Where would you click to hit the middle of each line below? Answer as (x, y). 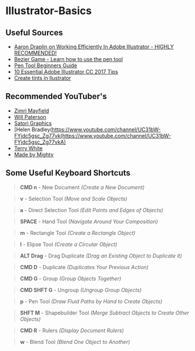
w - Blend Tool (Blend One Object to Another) (75, 342)
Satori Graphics (33, 123)
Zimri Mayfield (31, 111)
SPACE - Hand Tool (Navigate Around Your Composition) (89, 221)
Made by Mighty (34, 154)
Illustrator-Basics (49, 11)
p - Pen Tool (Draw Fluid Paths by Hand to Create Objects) (91, 301)
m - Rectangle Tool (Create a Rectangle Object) (78, 233)
